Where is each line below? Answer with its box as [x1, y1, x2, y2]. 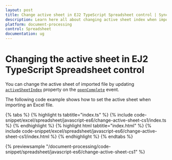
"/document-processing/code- [46, 143, 111, 149]
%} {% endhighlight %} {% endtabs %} [50, 133, 133, 140]
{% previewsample [5, 143, 45, 149]
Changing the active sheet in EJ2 [5, 53, 148, 65]
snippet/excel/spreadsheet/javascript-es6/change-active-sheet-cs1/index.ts [5, 117, 166, 123]
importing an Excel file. [5, 102, 54, 108]
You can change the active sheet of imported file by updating [5, 81, 135, 87]
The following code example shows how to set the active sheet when [5, 96, 151, 102]
